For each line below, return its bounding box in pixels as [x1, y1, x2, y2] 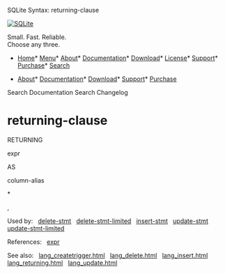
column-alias [7, 176, 45, 184]
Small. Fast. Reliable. [7, 33, 67, 41]
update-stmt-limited [7, 224, 65, 232]
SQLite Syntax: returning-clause [7, 6, 100, 14]
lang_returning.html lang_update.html [7, 258, 118, 267]
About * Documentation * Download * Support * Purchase [17, 75, 177, 83]
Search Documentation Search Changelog [7, 89, 129, 96]
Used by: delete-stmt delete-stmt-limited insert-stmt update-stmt [7, 216, 209, 225]
